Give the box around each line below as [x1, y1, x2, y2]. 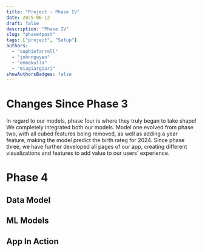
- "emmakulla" [12, 60, 47, 66]
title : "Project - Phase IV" [6, 9, 80, 15]
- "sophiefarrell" [12, 49, 59, 55]
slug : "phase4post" [6, 32, 56, 38]
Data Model [6, 195, 51, 205]
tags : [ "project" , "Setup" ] [6, 37, 78, 43]
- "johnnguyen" [12, 54, 50, 60]
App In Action [6, 236, 59, 247]
